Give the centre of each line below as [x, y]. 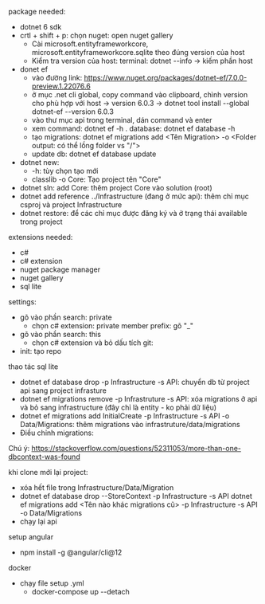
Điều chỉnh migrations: [57, 433]
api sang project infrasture [63, 390]
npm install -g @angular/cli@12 [71, 552]
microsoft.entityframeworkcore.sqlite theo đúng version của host [138, 52]
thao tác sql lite [33, 367]
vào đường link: [57, 78]
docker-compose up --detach [80, 592]
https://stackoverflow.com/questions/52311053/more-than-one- [136, 448]
